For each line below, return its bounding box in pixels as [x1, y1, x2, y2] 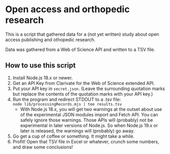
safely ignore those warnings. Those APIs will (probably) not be [20, 117, 153, 123]
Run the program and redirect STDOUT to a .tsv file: [12, 96, 121, 102]
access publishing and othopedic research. [5, 37, 95, 43]
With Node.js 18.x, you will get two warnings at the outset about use [20, 106, 162, 112]
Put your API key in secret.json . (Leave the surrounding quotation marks [12, 85, 165, 91]
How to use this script [5, 61, 76, 70]
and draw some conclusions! [12, 144, 73, 150]
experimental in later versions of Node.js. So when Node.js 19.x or [20, 122, 158, 128]
